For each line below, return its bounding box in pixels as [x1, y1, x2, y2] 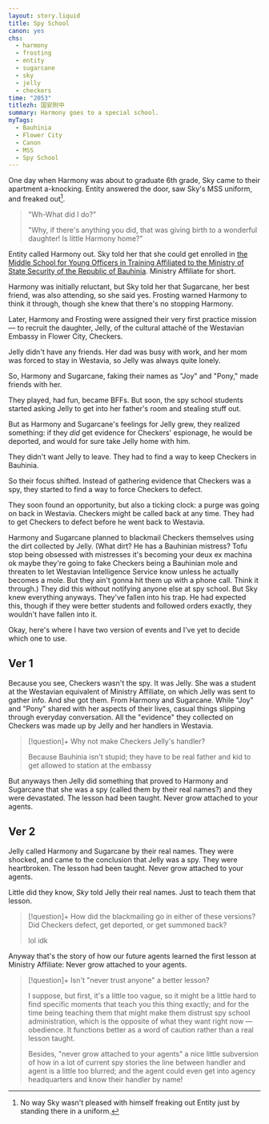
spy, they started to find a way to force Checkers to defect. [8, 484, 203, 494]
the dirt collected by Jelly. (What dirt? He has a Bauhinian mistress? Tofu [8, 541, 248, 551]
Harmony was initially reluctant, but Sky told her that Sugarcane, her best [8, 282, 250, 291]
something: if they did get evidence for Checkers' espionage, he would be [8, 427, 253, 438]
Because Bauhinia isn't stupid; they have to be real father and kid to [27, 751, 251, 761]
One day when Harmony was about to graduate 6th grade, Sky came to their [8, 176, 260, 185]
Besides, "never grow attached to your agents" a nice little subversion [27, 1049, 259, 1058]
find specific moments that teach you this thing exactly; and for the [27, 999, 250, 1008]
